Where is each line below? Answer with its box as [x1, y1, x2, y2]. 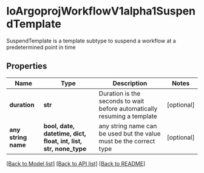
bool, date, [43, 122, 75, 130]
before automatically [98, 104, 158, 113]
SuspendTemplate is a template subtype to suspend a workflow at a [6, 37, 176, 44]
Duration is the [98, 89, 141, 97]
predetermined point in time [6, 44, 76, 51]
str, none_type [43, 144, 87, 152]
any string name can [98, 122, 157, 130]
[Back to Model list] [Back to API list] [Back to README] [6, 160, 146, 167]
